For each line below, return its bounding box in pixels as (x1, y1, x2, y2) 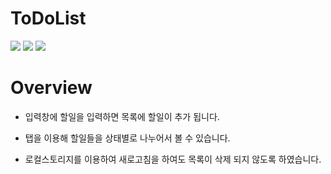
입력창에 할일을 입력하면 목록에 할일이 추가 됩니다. (24, 110, 220, 122)
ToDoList (10, 7, 87, 30)
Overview (10, 77, 93, 99)
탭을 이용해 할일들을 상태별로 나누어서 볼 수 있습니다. (24, 132, 231, 144)
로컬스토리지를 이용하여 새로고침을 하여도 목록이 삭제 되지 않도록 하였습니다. (24, 153, 322, 165)
